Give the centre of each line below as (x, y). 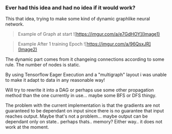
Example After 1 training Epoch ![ (52, 44)
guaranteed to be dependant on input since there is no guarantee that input (85, 111)
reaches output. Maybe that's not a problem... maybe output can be (77, 116)
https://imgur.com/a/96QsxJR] (119, 44)
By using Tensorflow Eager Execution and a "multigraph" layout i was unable (86, 75)
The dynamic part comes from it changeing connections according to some (85, 59)
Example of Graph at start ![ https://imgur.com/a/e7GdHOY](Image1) (89, 34)
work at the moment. (27, 127)
